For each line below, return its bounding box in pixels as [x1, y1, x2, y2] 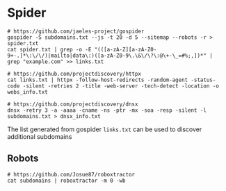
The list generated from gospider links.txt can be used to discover [7, 125, 202, 133]
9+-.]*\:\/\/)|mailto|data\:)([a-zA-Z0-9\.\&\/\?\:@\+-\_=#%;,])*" [7, 52, 207, 59]
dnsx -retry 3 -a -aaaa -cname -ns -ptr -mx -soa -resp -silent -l [7, 106, 207, 114]
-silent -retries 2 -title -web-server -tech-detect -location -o [22, 82, 219, 90]
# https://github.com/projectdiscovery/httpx [7, 70, 141, 77]
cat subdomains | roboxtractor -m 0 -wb [7, 177, 127, 184]
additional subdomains [7, 132, 72, 140]
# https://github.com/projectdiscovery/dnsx [7, 101, 138, 108]
